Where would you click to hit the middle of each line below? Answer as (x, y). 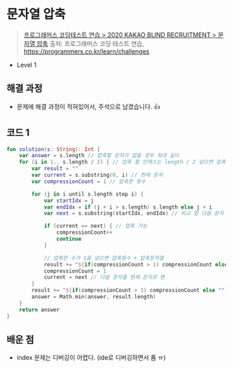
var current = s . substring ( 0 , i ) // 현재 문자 (97, 175)
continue (69, 239)
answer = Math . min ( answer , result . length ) (94, 297)
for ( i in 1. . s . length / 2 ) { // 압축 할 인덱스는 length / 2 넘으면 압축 (122, 162)
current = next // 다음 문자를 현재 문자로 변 (104, 278)
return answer (39, 310)
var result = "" (55, 169)
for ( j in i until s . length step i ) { (88, 194)
